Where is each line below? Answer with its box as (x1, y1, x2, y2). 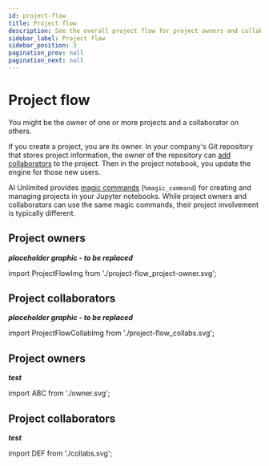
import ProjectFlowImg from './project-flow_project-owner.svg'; (8, 268, 217, 278)
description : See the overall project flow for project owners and (8, 26, 239, 34)
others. (8, 126, 32, 136)
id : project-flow (8, 11, 66, 20)
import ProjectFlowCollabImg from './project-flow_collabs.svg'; (8, 328, 215, 338)
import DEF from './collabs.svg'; (8, 448, 113, 458)
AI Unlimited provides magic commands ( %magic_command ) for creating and (8, 182, 252, 192)
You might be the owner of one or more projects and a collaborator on (8, 117, 239, 127)
